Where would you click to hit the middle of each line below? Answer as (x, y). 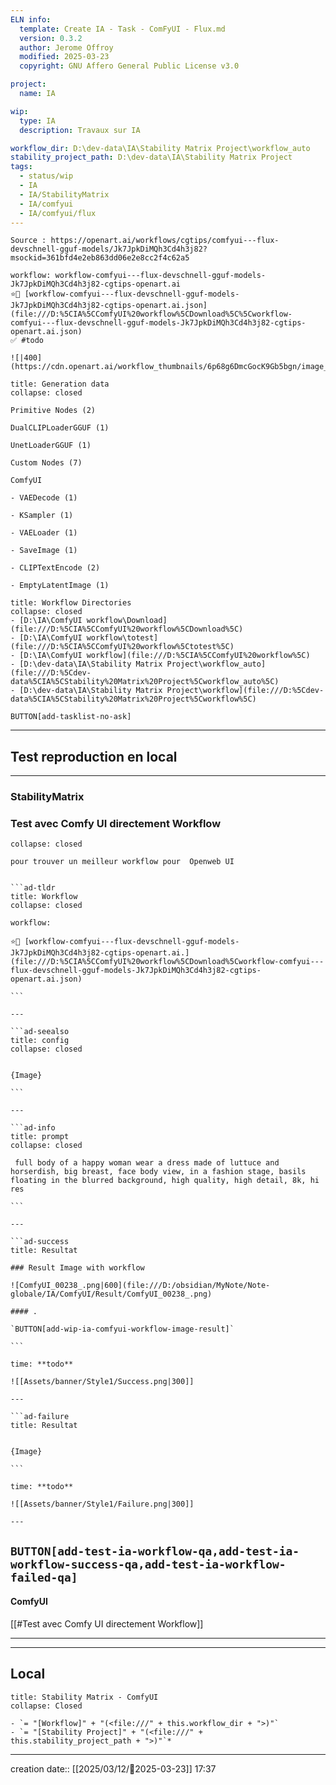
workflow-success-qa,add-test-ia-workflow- (148, 1564)
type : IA (37, 121)
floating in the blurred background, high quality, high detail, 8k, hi (165, 1181)
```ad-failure (40, 1417)
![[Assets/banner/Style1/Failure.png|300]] (102, 1504)
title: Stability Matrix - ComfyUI (84, 1697)
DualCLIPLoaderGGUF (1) (60, 428)
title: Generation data (60, 384)
